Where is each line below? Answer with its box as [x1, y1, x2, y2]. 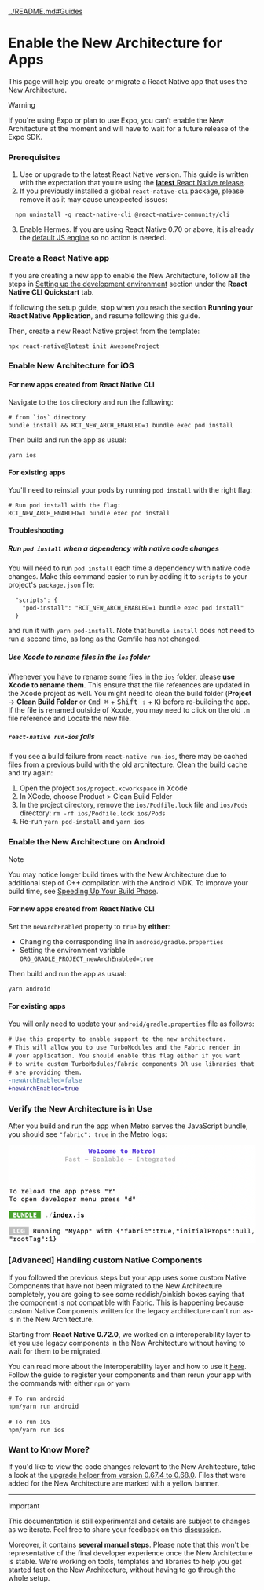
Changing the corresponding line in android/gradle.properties [19, 936, 224, 946]
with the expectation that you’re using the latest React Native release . [19, 178, 246, 188]
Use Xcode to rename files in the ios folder [8, 652, 151, 662]
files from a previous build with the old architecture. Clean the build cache [8, 760, 247, 769]
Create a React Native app [8, 253, 110, 264]
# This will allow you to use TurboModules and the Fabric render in [8, 1043, 241, 1051]
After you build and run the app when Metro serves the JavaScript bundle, [8, 1121, 249, 1130]
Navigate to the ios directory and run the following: [8, 397, 174, 407]
